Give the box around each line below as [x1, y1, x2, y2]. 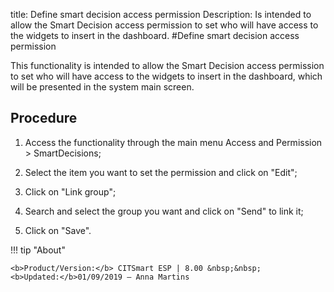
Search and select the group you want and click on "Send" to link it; [24, 205, 304, 217]
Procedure [10, 110, 78, 127]
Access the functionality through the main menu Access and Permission [24, 136, 323, 148]
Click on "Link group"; [24, 185, 117, 198]
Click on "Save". [24, 224, 92, 236]
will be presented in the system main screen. [10, 81, 195, 93]
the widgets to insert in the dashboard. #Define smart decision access [10, 30, 300, 41]
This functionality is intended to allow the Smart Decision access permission [10, 60, 325, 71]
